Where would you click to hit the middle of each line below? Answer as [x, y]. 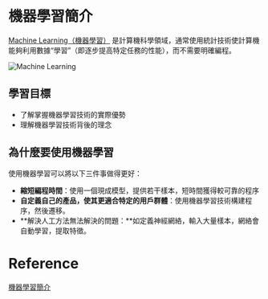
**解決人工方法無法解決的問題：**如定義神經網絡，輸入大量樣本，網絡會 [139, 220]
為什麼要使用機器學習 [61, 152]
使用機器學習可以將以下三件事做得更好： [75, 173]
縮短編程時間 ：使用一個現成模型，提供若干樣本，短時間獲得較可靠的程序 [139, 190]
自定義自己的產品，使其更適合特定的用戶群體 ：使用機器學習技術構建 [132, 200]
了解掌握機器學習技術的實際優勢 [73, 114]
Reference [43, 263]
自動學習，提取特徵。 [55, 231]
